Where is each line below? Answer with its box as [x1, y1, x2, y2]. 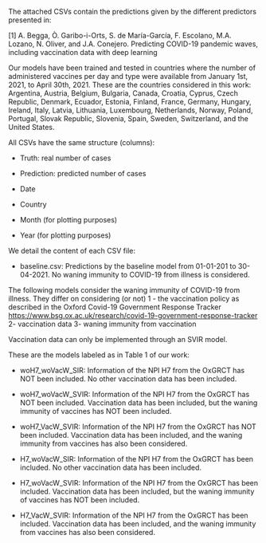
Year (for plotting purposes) [19, 230, 111, 240]
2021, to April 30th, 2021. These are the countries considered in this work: [8, 80, 252, 89]
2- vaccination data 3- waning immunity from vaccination [8, 319, 197, 329]
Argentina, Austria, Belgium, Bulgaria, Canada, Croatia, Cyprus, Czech [8, 89, 239, 98]
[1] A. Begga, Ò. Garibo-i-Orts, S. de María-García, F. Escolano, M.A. [8, 31, 233, 40]
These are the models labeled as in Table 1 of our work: [8, 350, 190, 360]
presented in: [8, 15, 52, 25]
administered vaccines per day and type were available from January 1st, [8, 72, 248, 81]
